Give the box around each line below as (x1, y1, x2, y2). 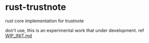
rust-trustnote (5, 1, 66, 13)
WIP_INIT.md (5, 33, 32, 39)
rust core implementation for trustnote (5, 18, 84, 24)
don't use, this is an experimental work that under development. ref (5, 27, 144, 33)
